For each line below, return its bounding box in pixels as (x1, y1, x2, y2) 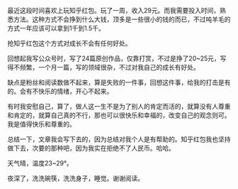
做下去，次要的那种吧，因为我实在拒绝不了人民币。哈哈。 (7, 144, 175, 152)
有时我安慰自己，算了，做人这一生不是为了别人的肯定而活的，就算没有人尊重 (7, 102, 231, 110)
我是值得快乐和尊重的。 (7, 120, 76, 128)
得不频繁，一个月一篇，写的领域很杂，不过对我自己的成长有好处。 (7, 63, 200, 71)
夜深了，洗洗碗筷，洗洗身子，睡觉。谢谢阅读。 (7, 174, 144, 183)
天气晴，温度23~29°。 (7, 159, 73, 167)
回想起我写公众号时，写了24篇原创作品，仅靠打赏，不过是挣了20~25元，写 (7, 54, 227, 63)
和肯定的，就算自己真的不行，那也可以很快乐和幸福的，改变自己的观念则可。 (7, 111, 231, 119)
